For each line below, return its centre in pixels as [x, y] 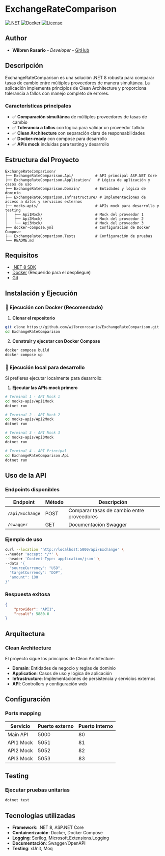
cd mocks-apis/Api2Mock [29, 419]
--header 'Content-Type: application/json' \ [52, 559]
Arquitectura [25, 634]
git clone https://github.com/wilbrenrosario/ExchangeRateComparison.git [82, 327]
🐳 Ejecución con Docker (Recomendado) [54, 307]
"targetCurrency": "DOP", [36, 572]
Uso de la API [26, 475]
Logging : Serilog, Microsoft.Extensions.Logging [60, 838]
